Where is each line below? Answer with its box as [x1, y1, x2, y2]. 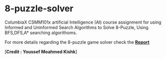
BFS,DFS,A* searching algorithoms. [4, 29, 78, 35]
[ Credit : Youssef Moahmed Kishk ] [4, 49, 78, 55]
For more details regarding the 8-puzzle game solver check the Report [4, 39, 150, 45]
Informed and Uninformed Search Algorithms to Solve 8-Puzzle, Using [4, 24, 149, 30]
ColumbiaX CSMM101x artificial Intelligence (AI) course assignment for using [4, 19, 162, 25]
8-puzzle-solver [4, 3, 74, 14]
